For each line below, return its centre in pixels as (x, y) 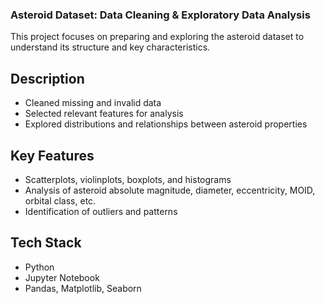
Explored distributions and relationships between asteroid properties (166, 124)
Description (47, 78)
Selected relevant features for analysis (104, 114)
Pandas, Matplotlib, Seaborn (83, 288)
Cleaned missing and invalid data (93, 103)
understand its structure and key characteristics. (110, 47)
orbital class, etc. (60, 200)
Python (39, 267)
